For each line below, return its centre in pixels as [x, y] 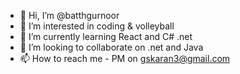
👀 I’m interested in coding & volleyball [97, 26]
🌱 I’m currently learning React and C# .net [106, 36]
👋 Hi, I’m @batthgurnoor [69, 15]
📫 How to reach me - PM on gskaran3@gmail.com [125, 58]
